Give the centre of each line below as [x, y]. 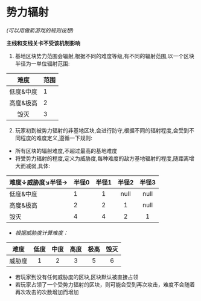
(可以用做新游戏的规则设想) [40, 30]
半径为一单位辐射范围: [42, 63]
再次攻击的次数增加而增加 [47, 292]
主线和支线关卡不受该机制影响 [43, 43]
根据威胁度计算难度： [41, 233]
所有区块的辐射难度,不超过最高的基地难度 [66, 150]
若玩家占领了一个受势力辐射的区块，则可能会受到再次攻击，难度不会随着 [105, 284]
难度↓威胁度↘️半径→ [39, 182]
